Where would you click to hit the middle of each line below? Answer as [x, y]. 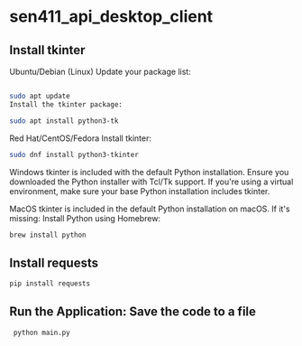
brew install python [48, 235]
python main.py [41, 332]
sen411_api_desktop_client [111, 17]
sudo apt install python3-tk [64, 121]
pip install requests [50, 284]
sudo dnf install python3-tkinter [74, 154]
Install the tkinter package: [66, 104]
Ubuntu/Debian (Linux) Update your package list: [100, 71]
